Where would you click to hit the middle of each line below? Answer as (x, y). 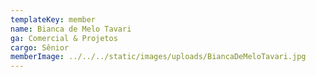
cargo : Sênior (40, 47)
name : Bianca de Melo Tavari (71, 29)
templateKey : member (53, 19)
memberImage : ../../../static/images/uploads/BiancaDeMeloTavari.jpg (158, 57)
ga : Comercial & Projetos (64, 38)
